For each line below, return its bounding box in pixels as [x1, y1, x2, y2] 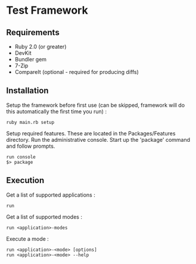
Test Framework [6, 4, 88, 17]
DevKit [14, 49, 32, 57]
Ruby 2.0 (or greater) [14, 43, 67, 50]
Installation [6, 86, 49, 96]
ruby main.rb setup [6, 119, 55, 125]
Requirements [6, 27, 60, 38]
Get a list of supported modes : [6, 213, 82, 220]
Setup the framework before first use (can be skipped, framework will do [6, 101, 185, 108]
